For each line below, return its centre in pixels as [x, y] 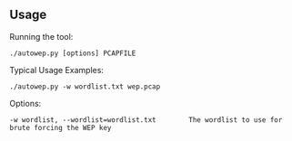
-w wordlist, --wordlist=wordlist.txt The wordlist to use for [146, 120]
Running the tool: [41, 36]
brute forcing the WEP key [60, 127]
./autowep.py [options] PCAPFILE [73, 53]
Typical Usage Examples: [57, 70]
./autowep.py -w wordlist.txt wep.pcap [85, 86]
